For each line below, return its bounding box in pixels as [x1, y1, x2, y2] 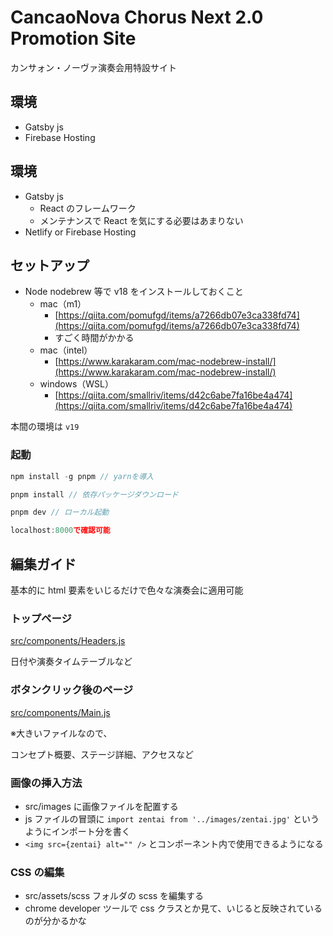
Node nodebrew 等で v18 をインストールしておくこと [24, 286, 244, 298]
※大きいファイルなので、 [10, 727, 113, 739]
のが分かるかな [24, 915, 87, 927]
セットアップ [10, 257, 90, 274]
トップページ [10, 611, 72, 625]
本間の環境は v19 [10, 421, 80, 433]
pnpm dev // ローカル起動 [10, 507, 110, 518]
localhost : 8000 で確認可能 [10, 526, 111, 536]
